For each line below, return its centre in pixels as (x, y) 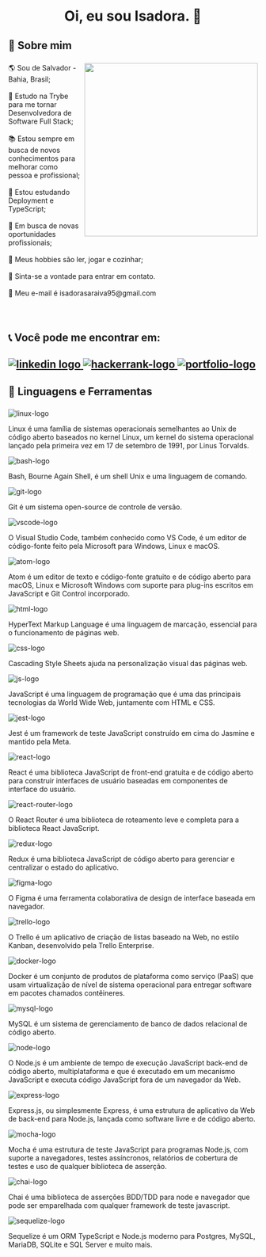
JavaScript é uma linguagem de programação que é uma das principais (125, 694)
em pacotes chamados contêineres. (66, 992)
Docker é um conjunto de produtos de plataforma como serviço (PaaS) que (131, 976)
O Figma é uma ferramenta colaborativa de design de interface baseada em (132, 897)
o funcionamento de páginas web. (64, 632)
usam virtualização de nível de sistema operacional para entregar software (130, 985)
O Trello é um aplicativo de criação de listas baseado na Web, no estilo (124, 937)
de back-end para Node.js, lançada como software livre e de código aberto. (132, 1118)
